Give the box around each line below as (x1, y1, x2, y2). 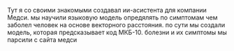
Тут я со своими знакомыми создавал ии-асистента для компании (7, 6, 207, 14)
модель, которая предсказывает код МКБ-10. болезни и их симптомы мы (7, 28, 227, 36)
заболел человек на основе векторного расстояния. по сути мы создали (7, 21, 226, 29)
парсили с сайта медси (7, 36, 78, 44)
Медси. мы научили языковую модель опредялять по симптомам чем (7, 13, 218, 22)
